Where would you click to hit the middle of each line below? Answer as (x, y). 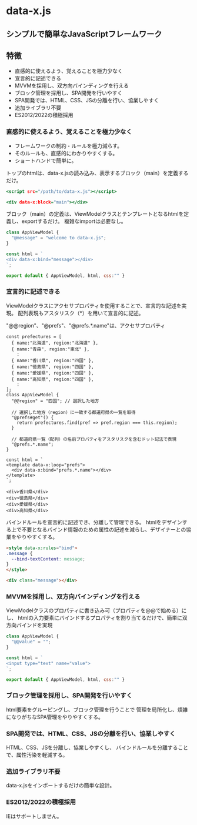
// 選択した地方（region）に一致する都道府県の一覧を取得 (74, 412)
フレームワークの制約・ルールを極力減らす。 (68, 146)
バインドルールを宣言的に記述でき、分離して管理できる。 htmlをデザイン (94, 522)
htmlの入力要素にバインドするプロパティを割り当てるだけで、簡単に (100, 618)
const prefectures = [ (34, 336)
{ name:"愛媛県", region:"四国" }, (53, 373)
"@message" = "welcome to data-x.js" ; (59, 238)
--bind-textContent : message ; (48, 559)
